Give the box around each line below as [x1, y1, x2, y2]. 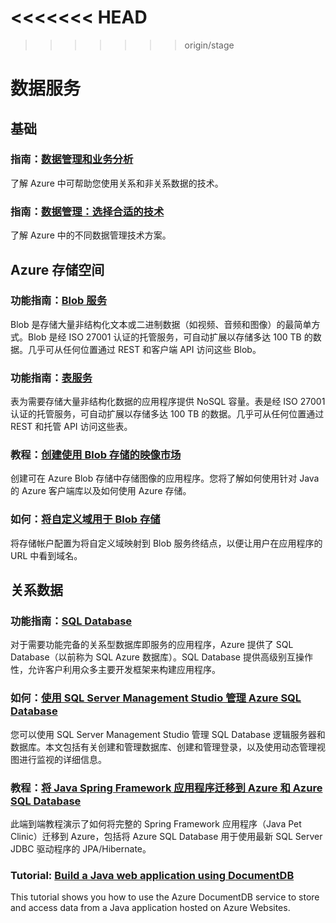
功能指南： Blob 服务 [10, 294, 107, 308]
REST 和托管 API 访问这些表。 [10, 421, 133, 433]
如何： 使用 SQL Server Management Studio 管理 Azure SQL [10, 691, 302, 705]
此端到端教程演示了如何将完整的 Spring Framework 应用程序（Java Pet [10, 817, 302, 830]
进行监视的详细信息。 [18, 753, 107, 765]
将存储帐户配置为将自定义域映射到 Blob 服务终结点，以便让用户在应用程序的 [10, 537, 323, 549]
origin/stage [184, 39, 235, 51]
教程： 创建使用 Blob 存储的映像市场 [10, 448, 182, 462]
